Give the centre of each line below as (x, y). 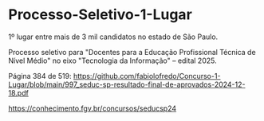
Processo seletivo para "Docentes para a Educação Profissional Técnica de (132, 52)
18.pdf (19, 92)
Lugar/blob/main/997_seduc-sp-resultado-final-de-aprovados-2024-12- (127, 84)
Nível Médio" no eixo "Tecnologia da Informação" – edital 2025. (112, 60)
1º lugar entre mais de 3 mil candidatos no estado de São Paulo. (113, 37)
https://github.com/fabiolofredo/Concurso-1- (147, 76)
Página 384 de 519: (40, 76)
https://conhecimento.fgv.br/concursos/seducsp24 (93, 108)
